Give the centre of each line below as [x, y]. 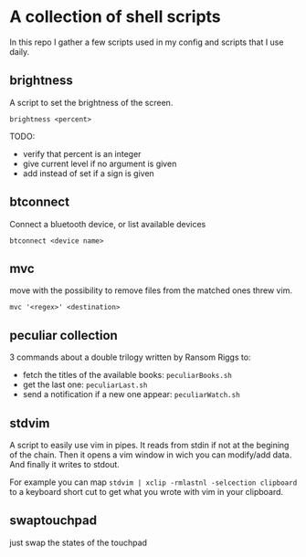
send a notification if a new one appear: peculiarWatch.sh [131, 394]
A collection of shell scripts [115, 17]
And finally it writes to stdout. [65, 464]
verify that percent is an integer [82, 153]
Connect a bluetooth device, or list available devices [108, 224]
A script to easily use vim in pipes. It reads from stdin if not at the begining [149, 445]
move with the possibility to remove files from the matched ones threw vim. [151, 290]
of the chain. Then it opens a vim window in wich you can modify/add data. [151, 455]
